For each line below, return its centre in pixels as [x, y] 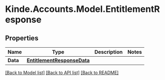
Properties [22, 38]
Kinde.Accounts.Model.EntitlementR [82, 9]
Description [109, 52]
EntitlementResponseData [58, 60]
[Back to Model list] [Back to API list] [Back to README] [62, 73]
